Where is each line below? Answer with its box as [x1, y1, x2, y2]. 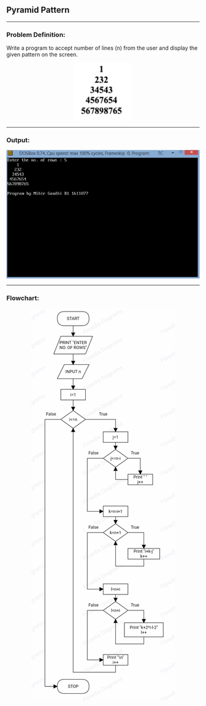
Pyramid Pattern [6, 5, 70, 15]
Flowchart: [6, 294, 40, 302]
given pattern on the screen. [6, 51, 78, 58]
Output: [6, 136, 30, 145]
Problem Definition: [6, 30, 66, 39]
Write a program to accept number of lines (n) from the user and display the [6, 44, 198, 52]
